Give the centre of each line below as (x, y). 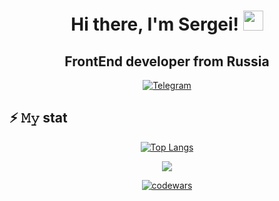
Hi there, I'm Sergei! (155, 24)
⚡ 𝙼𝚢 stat (38, 118)
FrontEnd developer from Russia (167, 61)
